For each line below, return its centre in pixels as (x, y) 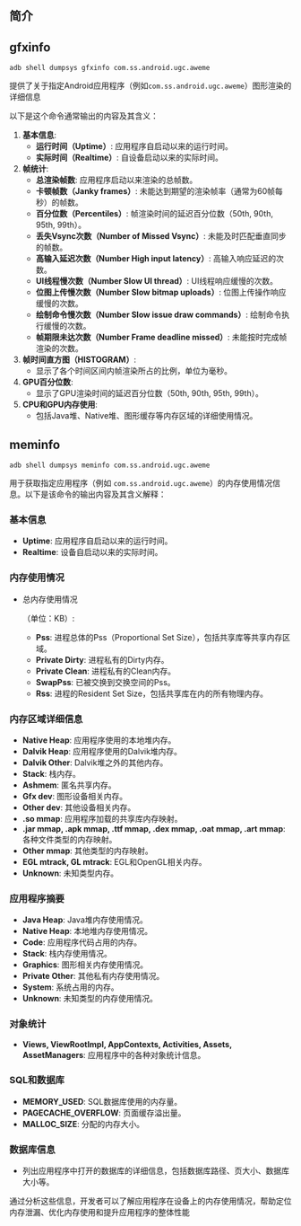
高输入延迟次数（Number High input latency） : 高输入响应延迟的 (155, 259)
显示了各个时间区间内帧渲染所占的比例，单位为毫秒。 (134, 371)
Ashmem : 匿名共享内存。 (69, 785)
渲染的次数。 (59, 348)
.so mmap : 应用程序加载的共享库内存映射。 (102, 818)
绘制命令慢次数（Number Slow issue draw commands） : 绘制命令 (159, 315)
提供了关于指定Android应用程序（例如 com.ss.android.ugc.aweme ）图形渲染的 (150, 86)
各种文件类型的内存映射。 (69, 839)
